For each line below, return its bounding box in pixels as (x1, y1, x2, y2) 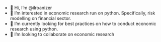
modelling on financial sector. (10, 15, 71, 21)
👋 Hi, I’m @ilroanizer (10, 5, 52, 10)
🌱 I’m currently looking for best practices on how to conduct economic (10, 20, 156, 26)
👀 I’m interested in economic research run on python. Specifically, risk (10, 10, 155, 16)
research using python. (10, 26, 58, 32)
